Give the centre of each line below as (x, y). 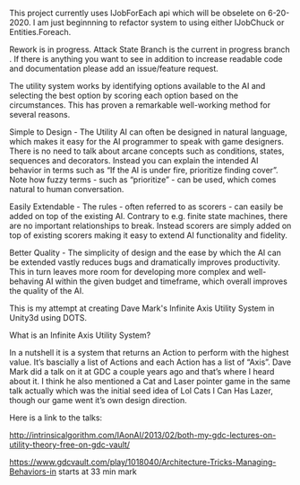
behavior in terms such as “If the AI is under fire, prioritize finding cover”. (144, 170)
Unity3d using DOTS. (48, 317)
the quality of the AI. (47, 291)
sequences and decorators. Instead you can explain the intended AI (134, 160)
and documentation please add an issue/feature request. (114, 68)
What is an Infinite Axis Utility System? (80, 335)
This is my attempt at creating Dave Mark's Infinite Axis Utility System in (142, 308)
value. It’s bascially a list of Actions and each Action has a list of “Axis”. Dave (150, 362)
